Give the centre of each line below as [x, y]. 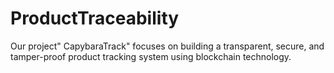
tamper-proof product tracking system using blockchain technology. [151, 56]
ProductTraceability [95, 18]
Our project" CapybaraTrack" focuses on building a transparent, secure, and [167, 46]
